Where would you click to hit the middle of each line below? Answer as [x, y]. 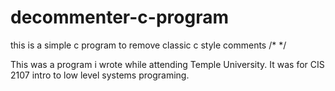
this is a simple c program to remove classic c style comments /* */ [148, 45]
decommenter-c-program [119, 17]
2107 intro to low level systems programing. [100, 75]
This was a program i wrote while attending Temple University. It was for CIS [167, 64]
